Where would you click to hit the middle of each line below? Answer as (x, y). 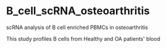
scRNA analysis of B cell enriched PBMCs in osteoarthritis (77, 27)
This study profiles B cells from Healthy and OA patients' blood (83, 39)
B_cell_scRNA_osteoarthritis (78, 11)
